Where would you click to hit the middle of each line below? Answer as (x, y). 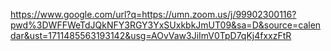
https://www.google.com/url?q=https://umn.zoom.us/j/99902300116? (153, 14)
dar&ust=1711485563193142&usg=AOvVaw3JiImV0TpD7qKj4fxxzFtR (151, 35)
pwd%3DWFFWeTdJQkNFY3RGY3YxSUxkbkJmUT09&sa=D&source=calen (166, 25)
